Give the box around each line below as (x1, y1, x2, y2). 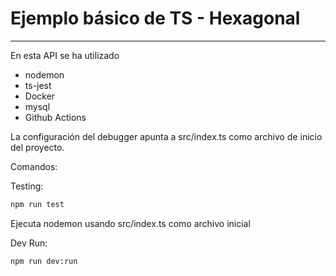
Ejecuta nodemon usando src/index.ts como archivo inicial (10, 217, 251, 229)
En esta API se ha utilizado (10, 49, 120, 61)
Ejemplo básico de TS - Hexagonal (10, 7, 301, 30)
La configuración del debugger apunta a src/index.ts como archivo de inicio (10, 130, 323, 142)
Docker (24, 90, 56, 102)
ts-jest (24, 79, 52, 91)
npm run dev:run (10, 256, 78, 266)
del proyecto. (10, 141, 65, 153)
